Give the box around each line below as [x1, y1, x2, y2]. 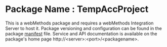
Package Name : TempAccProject [5, 3, 149, 15]
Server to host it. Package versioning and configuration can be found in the [5, 25, 162, 31]
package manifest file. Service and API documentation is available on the [5, 30, 157, 36]
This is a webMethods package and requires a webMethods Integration [5, 20, 154, 26]
